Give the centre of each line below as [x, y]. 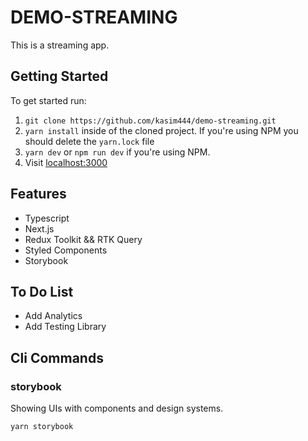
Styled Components [66, 250]
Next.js [39, 228]
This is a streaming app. [60, 45]
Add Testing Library [65, 327]
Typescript [47, 218]
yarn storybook [42, 427]
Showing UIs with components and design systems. [117, 408]
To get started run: [48, 100]
